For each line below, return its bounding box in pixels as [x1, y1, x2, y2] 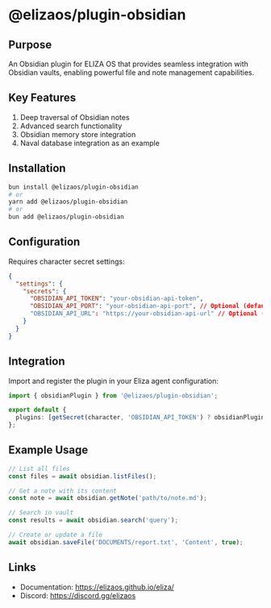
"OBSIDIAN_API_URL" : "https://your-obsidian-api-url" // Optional [29, 310, 258, 318]
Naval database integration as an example [19, 138, 160, 148]
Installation [8, 161, 66, 175]
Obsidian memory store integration [19, 129, 136, 139]
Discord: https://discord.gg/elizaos [19, 590, 136, 600]
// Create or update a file [8, 531, 103, 539]
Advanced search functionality [19, 121, 123, 131]
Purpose [8, 38, 52, 52]
